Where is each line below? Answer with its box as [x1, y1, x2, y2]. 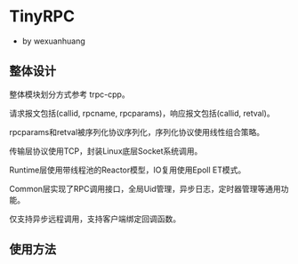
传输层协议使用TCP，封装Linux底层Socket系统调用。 [9, 145, 203, 156]
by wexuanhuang [21, 36, 86, 46]
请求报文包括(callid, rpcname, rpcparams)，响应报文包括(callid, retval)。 [9, 108, 275, 118]
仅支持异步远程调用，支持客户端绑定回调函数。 [9, 213, 181, 224]
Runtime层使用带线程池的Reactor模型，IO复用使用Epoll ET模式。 [9, 164, 246, 175]
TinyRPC [9, 6, 76, 27]
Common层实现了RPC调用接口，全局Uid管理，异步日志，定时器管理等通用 [9, 183, 282, 194]
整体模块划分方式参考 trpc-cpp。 [9, 89, 131, 100]
